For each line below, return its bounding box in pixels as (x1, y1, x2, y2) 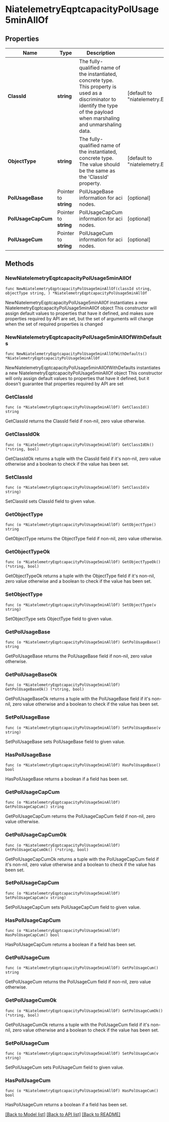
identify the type (79, 102, 118, 109)
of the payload (79, 109, 114, 115)
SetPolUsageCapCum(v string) (5, 895, 66, 900)
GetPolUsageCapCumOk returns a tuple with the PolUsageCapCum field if (5, 856, 159, 862)
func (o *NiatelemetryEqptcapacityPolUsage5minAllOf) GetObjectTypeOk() (5, 559, 161, 565)
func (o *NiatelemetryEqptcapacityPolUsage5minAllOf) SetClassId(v (5, 485, 150, 490)
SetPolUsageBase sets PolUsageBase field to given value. (5, 738, 126, 744)
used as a (79, 89, 102, 97)
